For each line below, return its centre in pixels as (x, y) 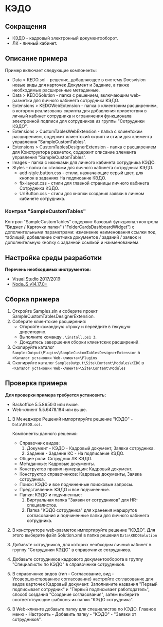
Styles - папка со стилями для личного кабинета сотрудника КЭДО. (82, 167)
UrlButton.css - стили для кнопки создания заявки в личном (82, 193)
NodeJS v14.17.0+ (30, 284)
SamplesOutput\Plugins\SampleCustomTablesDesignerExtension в (76, 352)
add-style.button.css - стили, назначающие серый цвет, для (81, 173)
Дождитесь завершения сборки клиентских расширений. (79, 342)
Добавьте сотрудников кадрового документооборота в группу (78, 559)
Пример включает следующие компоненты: (51, 70)
